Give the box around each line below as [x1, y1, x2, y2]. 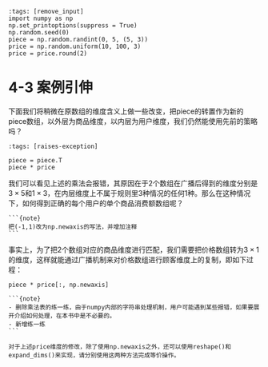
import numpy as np [8, 14, 74, 22]
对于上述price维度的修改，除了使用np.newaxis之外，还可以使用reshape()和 [8, 342, 232, 351]
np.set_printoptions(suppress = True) [8, 22, 138, 30]
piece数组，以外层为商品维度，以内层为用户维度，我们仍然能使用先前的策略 [8, 116, 258, 126]
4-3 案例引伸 [8, 78, 94, 97]
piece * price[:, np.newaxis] [8, 281, 110, 289]
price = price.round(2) [8, 50, 88, 58]
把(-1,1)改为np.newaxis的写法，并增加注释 [8, 222, 138, 231]
